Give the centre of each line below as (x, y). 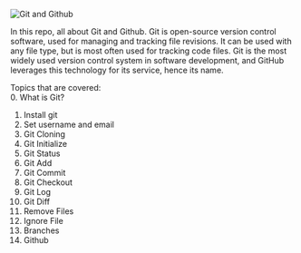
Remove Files (49, 211)
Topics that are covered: (56, 88)
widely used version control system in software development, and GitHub (147, 60)
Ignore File (44, 221)
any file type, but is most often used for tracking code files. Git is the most (149, 51)
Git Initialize (45, 144)
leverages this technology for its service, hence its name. (117, 70)
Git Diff (37, 201)
